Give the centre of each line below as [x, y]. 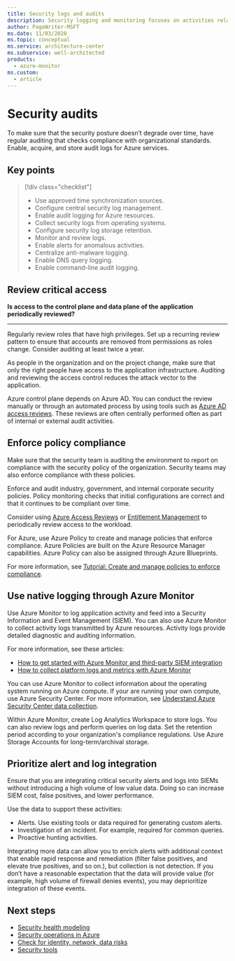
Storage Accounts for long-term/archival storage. [78, 741]
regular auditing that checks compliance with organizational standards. [109, 140]
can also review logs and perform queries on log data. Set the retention [110, 727]
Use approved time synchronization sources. [99, 201]
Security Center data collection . [53, 706]
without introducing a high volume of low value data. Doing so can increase [116, 788]
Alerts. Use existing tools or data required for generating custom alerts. [120, 823]
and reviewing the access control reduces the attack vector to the [102, 377]
